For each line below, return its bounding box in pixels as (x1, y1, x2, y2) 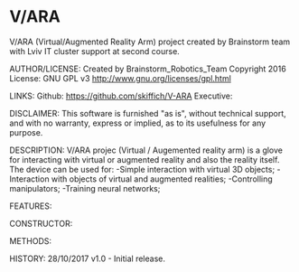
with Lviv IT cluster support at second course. (9, 45, 181, 56)
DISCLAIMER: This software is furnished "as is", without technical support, (9, 108, 286, 118)
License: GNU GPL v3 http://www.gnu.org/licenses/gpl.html (9, 72, 232, 83)
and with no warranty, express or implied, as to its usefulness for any (9, 117, 266, 128)
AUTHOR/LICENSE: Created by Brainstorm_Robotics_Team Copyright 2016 (9, 63, 286, 74)
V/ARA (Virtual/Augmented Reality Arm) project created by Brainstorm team (9, 36, 291, 47)
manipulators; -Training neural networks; (9, 183, 161, 193)
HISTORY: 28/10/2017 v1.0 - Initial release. (9, 253, 165, 264)
